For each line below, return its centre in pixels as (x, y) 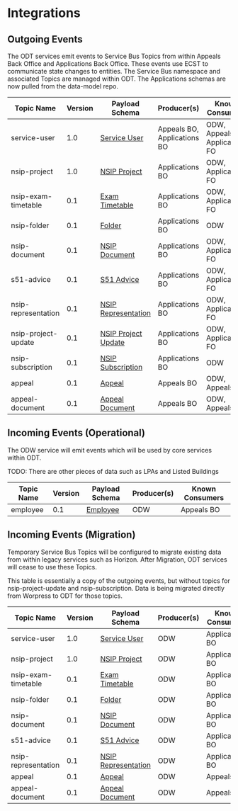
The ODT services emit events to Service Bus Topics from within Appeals (114, 56)
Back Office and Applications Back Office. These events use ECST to (108, 64)
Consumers (204, 497)
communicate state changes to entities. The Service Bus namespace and (114, 71)
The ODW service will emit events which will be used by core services (110, 450)
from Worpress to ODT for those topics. (65, 596)
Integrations (44, 13)
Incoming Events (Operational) (76, 433)
